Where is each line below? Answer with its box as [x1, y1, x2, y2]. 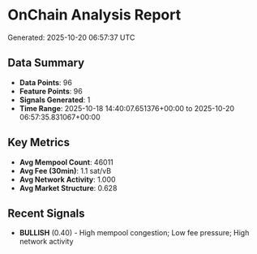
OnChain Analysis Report [7, 6, 182, 24]
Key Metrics [7, 136, 71, 149]
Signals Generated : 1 [19, 95, 91, 105]
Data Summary [7, 56, 85, 70]
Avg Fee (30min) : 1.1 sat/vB [19, 166, 111, 175]
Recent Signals [7, 206, 86, 220]
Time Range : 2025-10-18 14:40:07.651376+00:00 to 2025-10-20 [19, 103, 235, 113]
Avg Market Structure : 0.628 [19, 183, 118, 192]
